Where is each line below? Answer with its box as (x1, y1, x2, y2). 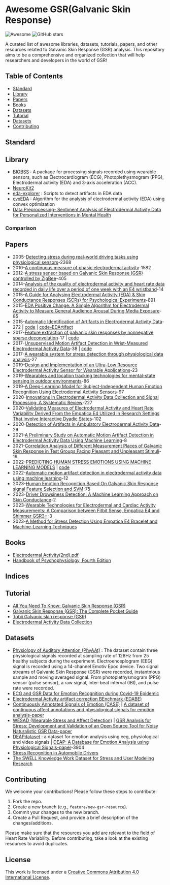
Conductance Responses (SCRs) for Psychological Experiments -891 (12, 297, 156, 303)
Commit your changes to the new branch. (12, 809, 100, 815)
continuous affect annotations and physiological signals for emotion (12, 706, 155, 712)
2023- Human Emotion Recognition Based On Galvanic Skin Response (12, 480, 159, 486)
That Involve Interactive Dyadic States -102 (12, 416, 101, 422)
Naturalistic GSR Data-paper (12, 728, 73, 734)
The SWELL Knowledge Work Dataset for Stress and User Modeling (12, 755, 154, 761)
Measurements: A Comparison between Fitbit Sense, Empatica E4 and (12, 507, 160, 514)
